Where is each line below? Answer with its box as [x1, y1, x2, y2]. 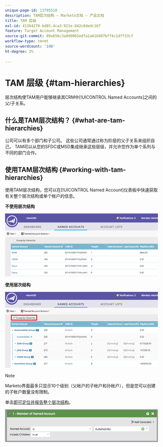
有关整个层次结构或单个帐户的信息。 [5, 193, 78, 199]
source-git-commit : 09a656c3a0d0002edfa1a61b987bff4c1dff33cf [5, 34, 133, 39]
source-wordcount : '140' [5, 44, 55, 49]
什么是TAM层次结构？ [5, 116, 71, 124]
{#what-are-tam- [72, 116, 125, 124]
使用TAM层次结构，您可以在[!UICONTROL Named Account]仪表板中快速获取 [5, 187, 158, 193]
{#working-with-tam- [59, 165, 126, 174]
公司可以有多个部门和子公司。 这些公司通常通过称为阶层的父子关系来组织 [5, 138, 151, 143]
